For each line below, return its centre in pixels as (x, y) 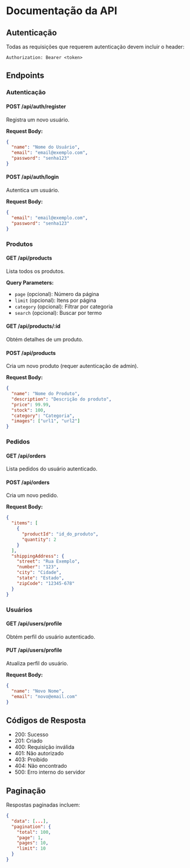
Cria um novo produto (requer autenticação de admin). (72, 366)
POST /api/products (31, 353)
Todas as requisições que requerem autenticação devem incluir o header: (95, 47)
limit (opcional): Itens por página (55, 300)
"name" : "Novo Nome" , (38, 691)
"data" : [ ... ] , (30, 821)
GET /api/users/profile (34, 624)
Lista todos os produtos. (36, 271)
